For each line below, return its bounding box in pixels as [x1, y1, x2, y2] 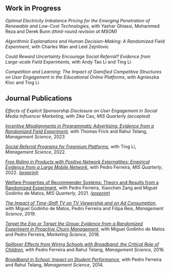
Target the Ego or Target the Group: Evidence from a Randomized [5, 220, 143, 226]
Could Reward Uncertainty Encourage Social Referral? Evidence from [5, 53, 151, 59]
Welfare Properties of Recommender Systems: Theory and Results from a [5, 179, 159, 185]
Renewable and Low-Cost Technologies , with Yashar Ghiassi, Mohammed [5, 23, 160, 29]
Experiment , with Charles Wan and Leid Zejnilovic [5, 43, 109, 50]
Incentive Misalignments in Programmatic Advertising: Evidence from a [5, 123, 154, 129]
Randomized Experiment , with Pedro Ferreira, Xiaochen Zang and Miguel [5, 185, 157, 191]
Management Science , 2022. [5, 149, 66, 155]
